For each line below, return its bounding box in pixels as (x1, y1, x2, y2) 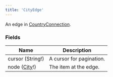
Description (63, 46, 92, 53)
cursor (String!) (8, 55, 44, 62)
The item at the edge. (48, 63, 100, 70)
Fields (5, 34, 21, 41)
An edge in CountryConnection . (5, 21, 72, 27)
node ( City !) (8, 63, 36, 70)
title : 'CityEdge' (5, 7, 44, 13)
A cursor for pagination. (48, 55, 105, 62)
